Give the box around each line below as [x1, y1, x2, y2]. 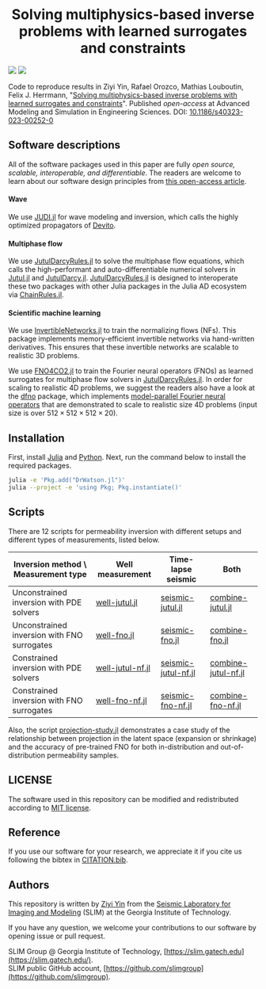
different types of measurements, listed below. [8, 535, 160, 544]
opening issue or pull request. [8, 931, 105, 941]
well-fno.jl [95, 629, 135, 640]
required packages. [8, 461, 72, 471]
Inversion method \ [13, 559, 87, 570]
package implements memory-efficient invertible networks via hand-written [8, 334, 255, 344]
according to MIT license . [8, 803, 92, 812]
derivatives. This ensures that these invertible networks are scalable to [8, 342, 239, 352]
